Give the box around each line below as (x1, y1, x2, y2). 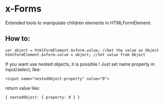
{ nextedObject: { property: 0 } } (5, 94, 80, 100)
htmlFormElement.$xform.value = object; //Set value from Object (5, 52, 145, 57)
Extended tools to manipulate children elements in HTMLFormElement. (5, 20, 152, 26)
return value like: (5, 85, 40, 91)
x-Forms (5, 3, 42, 15)
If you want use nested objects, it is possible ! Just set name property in (5, 61, 155, 67)
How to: (5, 34, 30, 43)
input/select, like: (5, 66, 41, 72)
